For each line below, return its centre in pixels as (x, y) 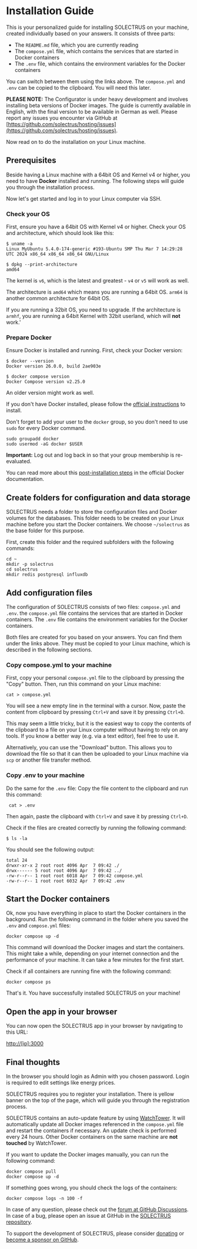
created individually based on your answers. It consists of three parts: (91, 33)
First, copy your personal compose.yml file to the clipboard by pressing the (95, 678)
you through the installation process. (51, 187)
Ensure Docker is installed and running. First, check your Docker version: (94, 350)
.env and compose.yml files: (39, 926)
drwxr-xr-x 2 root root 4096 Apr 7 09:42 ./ (63, 866)
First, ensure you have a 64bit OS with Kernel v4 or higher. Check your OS (96, 227)
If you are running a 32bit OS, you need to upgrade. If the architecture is (94, 310)
